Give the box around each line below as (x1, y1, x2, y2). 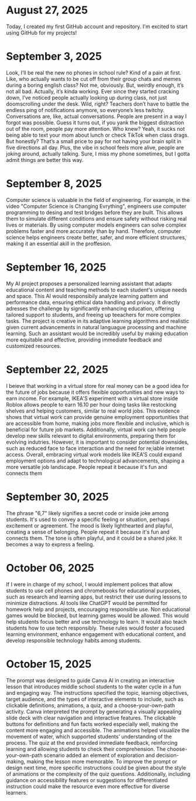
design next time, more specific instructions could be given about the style (6, 764, 186, 771)
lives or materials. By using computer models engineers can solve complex (6, 221, 187, 228)
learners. (6, 789, 28, 796)
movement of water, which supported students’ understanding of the (6, 733, 173, 740)
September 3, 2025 (6, 50, 102, 63)
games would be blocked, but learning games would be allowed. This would (6, 611, 189, 619)
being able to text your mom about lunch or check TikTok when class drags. (6, 131, 189, 138)
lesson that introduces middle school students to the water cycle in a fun (6, 683, 181, 690)
